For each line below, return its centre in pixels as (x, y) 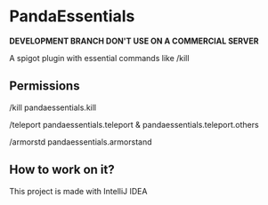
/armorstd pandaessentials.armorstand (81, 142)
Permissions (45, 86)
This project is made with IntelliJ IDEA (78, 191)
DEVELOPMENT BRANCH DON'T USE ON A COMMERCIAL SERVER (134, 41)
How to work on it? (62, 170)
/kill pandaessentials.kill (53, 107)
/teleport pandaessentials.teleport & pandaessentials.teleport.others (134, 124)
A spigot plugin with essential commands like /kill (99, 58)
